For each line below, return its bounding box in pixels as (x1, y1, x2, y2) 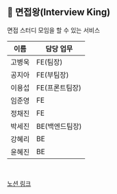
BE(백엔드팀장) (36, 121, 82, 131)
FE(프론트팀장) (36, 83, 82, 93)
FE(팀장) (36, 57, 63, 66)
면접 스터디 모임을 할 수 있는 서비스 (7, 26, 101, 34)
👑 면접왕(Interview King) (7, 6, 111, 19)
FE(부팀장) (36, 70, 69, 80)
